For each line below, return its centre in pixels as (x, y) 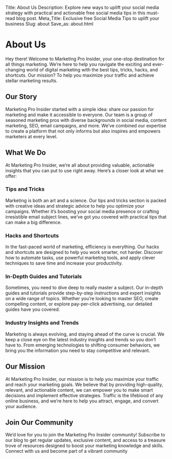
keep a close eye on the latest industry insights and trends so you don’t (81, 339)
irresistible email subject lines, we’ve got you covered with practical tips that (86, 217)
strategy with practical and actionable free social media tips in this (75, 13)
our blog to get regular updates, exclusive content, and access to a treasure (85, 440)
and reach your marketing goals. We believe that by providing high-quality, (84, 384)
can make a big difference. (34, 222)
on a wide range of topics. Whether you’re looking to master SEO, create (82, 299)
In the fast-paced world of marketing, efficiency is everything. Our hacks (82, 247)
